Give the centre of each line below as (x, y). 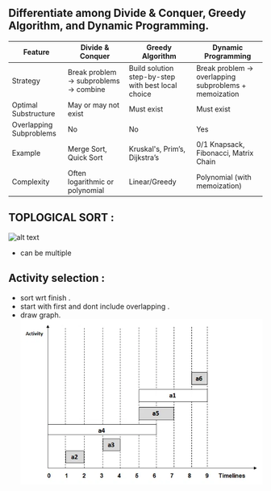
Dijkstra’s (144, 157)
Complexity (31, 182)
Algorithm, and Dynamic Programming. (109, 26)
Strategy (26, 81)
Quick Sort (85, 157)
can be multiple (46, 253)
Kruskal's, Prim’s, (157, 149)
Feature (36, 52)
